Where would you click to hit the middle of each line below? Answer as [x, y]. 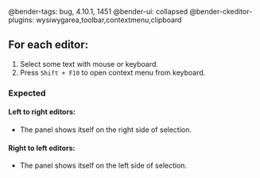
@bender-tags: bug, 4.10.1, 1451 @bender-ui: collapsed [98, 12]
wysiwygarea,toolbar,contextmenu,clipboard [109, 20]
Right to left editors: [42, 148]
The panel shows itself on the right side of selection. [106, 130]
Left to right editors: [42, 112]
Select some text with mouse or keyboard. [89, 64]
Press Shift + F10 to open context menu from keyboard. [113, 72]
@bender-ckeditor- [221, 12]
